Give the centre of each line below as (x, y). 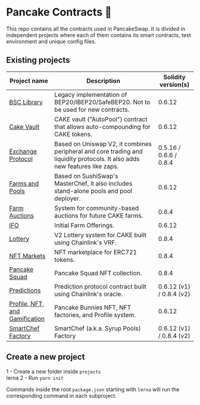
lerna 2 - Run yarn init (35, 378)
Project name (29, 81)
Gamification (27, 318)
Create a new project (46, 357)
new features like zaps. (87, 166)
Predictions (25, 290)
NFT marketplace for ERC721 (96, 252)
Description (103, 81)
